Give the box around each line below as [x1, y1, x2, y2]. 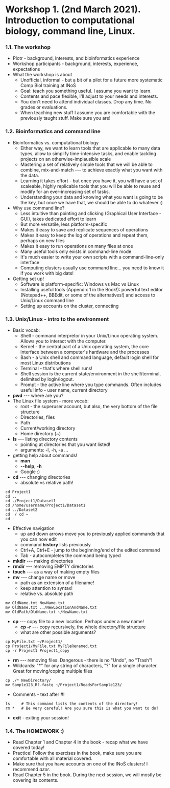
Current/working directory [20, 425, 76, 431]
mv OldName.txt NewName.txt [5, 601, 65, 606]
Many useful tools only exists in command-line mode [20, 248, 132, 254]
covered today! [12, 744, 45, 751]
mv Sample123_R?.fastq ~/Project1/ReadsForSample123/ [5, 683, 123, 688]
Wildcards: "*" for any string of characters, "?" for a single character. [12, 663, 158, 669]
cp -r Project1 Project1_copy [5, 648, 70, 653]
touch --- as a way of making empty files [12, 569, 100, 575]
